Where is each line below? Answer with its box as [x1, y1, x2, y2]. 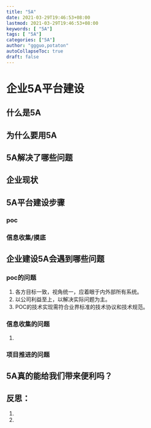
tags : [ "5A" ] [6, 31, 42, 37]
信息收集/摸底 [6, 233, 47, 242]
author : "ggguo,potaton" [6, 43, 69, 49]
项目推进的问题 [6, 350, 50, 358]
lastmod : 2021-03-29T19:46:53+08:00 [6, 20, 98, 26]
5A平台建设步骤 [6, 197, 65, 207]
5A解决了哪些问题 [6, 152, 73, 163]
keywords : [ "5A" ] [6, 25, 53, 32]
